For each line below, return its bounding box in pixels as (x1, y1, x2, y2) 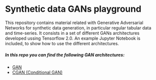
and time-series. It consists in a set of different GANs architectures (5, 30, 140, 36)
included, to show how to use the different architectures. (5, 40, 119, 46)
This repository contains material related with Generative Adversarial (5, 20, 143, 26)
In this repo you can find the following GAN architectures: (5, 52, 125, 57)
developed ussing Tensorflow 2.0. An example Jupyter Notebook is (5, 35, 141, 41)
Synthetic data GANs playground (5, 3, 142, 15)
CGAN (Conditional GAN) (12, 69, 63, 75)
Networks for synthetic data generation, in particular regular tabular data (5, 25, 152, 30)
